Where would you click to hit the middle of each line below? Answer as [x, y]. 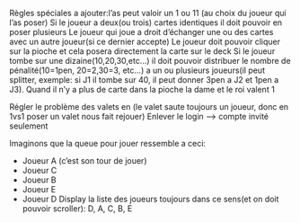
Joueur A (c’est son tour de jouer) [84, 161]
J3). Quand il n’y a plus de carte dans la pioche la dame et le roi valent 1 [142, 89]
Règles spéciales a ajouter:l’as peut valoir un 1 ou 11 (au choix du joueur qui [148, 13]
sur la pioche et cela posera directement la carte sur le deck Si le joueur [142, 51]
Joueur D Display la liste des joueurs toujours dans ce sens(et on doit [150, 199]
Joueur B [39, 180]
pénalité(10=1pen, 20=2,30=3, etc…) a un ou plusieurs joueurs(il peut [137, 70]
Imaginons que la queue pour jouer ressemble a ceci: [108, 143]
